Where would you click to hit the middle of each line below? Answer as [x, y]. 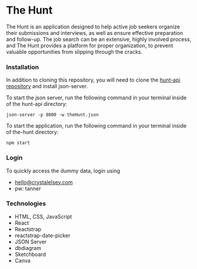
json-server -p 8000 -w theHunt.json [52, 115]
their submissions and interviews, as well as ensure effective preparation [95, 33]
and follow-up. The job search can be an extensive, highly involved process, [99, 39]
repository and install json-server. [47, 86]
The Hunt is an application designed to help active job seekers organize [93, 27]
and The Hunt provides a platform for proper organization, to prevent [90, 46]
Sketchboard [30, 254]
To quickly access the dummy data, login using [63, 171]
